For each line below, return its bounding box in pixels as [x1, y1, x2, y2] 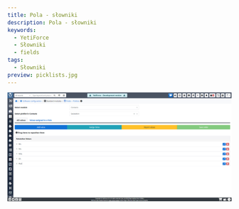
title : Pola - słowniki [7, 11, 78, 18]
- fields [14, 49, 40, 56]
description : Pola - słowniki [7, 18, 97, 26]
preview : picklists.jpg [7, 71, 78, 78]
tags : [7, 57, 23, 64]
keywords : [7, 26, 37, 33]
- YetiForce [14, 34, 50, 41]
